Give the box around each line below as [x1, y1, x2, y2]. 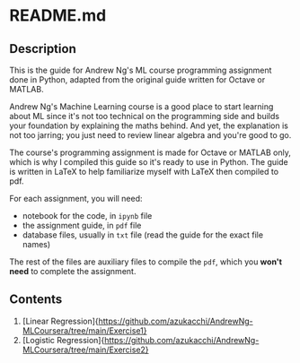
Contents [9, 292, 63, 307]
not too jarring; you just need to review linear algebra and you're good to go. [9, 130, 292, 140]
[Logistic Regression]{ [22, 334, 105, 345]
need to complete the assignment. [9, 266, 137, 276]
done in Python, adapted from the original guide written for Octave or [9, 74, 266, 85]
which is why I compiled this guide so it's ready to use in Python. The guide [9, 157, 289, 167]
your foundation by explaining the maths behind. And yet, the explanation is [9, 120, 289, 131]
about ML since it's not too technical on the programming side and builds [9, 111, 280, 121]
